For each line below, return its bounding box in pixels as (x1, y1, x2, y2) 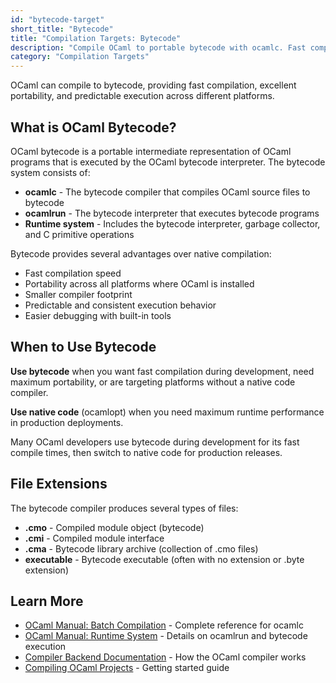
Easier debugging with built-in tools (24, 309, 172, 321)
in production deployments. (10, 416, 124, 428)
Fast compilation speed (24, 267, 122, 279)
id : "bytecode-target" (10, 14, 105, 25)
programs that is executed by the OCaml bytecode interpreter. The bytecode (10, 156, 326, 168)
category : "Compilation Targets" (10, 52, 150, 62)
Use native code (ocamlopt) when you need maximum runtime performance (10, 406, 325, 418)
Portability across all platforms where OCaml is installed (24, 277, 255, 290)
